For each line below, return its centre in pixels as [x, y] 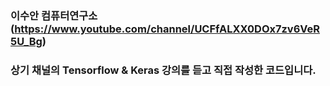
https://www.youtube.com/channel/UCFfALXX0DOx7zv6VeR [167, 29]
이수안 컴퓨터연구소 [54, 15]
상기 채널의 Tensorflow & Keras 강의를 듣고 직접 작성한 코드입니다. [163, 70]
